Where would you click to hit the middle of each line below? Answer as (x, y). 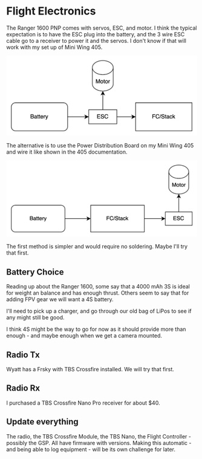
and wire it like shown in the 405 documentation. (67, 152)
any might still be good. (35, 317)
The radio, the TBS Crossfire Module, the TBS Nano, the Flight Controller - (99, 436)
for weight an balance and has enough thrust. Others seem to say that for (98, 293)
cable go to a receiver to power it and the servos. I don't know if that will (96, 41)
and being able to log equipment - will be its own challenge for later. (91, 449)
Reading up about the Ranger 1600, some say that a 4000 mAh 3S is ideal (98, 287)
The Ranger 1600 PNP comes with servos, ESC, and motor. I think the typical (102, 28)
